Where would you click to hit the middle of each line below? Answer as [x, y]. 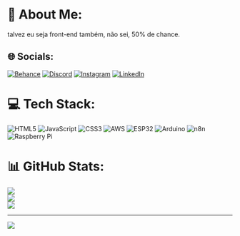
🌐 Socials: [31, 57]
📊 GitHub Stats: [56, 166]
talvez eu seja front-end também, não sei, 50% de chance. [94, 34]
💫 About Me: [45, 15]
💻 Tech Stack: [51, 104]
